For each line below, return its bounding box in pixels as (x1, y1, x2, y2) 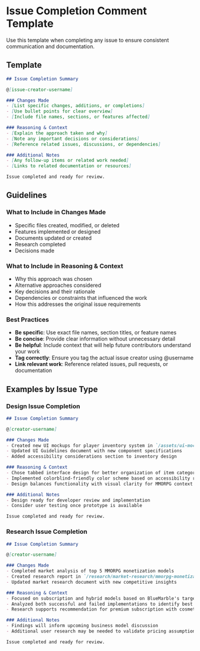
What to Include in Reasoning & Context (6, 262, 124, 270)
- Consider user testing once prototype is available (6, 503, 143, 509)
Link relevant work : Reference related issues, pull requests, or (14, 361, 168, 368)
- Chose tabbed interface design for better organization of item (6, 470, 174, 476)
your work (14, 348, 40, 355)
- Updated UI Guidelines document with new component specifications (6, 448, 183, 454)
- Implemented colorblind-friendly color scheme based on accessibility (6, 475, 190, 481)
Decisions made (14, 247, 55, 254)
